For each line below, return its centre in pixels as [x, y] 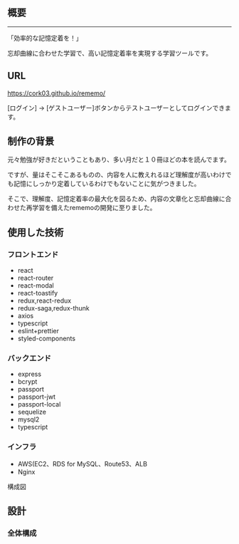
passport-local [39, 404]
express [29, 374]
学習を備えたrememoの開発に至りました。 [94, 208]
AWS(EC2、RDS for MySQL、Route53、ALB [83, 464]
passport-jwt [36, 397]
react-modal [36, 286]
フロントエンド [33, 254]
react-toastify [38, 293]
